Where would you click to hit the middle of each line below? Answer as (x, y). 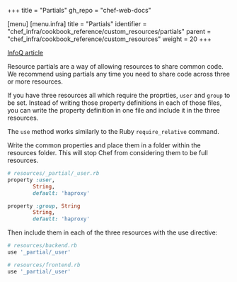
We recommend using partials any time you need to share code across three (118, 74)
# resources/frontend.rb (44, 265)
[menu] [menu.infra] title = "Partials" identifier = (77, 24)
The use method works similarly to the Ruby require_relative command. (113, 131)
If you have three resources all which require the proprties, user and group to (119, 95)
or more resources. (35, 81)
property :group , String (44, 206)
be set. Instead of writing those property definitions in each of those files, (115, 103)
